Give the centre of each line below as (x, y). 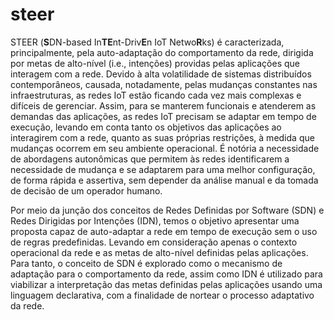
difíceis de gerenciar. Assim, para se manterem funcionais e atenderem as (163, 105)
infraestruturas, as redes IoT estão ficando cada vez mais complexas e (156, 95)
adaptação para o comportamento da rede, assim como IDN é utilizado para (166, 274)
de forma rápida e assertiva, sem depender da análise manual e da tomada (164, 180)
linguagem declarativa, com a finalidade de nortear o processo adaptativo (162, 295)
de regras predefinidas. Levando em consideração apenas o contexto (154, 242)
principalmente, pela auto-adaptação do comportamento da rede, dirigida (162, 52)
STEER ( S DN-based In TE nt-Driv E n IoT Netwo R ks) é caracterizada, (147, 42)
